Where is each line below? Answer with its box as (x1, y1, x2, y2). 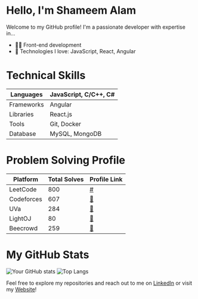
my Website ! (6, 285, 37, 293)
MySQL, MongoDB (49, 129, 102, 138)
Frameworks (9, 100, 44, 108)
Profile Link (89, 175, 123, 183)
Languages (10, 90, 43, 99)
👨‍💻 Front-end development (14, 41, 82, 48)
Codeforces (9, 195, 43, 203)
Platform (13, 175, 39, 183)
